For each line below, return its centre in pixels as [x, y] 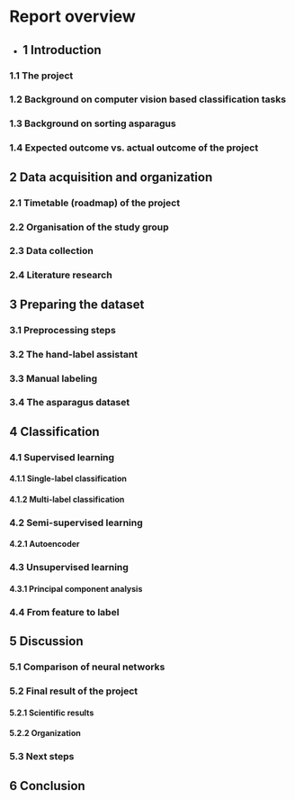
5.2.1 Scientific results [52, 713]
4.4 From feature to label [64, 612]
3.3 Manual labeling [54, 378]
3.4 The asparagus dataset [70, 403]
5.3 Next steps [42, 757]
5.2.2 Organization [45, 733]
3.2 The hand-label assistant [73, 354]
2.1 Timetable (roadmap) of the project [95, 203]
